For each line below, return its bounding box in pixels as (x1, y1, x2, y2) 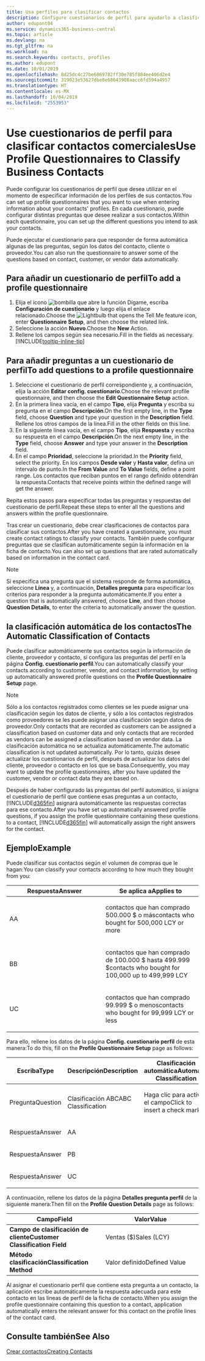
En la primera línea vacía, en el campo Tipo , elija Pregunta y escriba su (15, 401, 195, 408)
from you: (6, 872, 31, 879)
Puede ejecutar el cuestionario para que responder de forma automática (6, 236, 188, 243)
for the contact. (6, 826, 46, 832)
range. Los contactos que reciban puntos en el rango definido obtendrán (15, 472, 198, 479)
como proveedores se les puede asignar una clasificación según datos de (6, 716, 192, 724)
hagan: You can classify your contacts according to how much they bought (6, 865, 193, 873)
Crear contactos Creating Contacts (6, 1348, 93, 1355)
